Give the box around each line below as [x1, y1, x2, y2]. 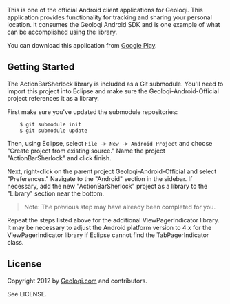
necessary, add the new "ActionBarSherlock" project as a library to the [7, 182, 208, 190]
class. [7, 238, 24, 246]
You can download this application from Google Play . [7, 41, 157, 49]
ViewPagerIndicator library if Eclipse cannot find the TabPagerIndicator [7, 231, 209, 239]
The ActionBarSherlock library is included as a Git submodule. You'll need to [7, 79, 224, 88]
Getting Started [7, 61, 75, 73]
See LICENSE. [7, 289, 47, 298]
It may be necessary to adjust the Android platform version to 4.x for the [7, 223, 212, 231]
